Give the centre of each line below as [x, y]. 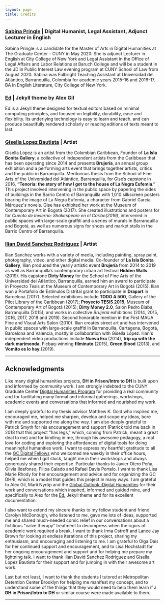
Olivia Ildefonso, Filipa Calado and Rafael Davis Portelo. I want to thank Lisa [81, 469]
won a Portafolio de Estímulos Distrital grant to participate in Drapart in [77, 291]
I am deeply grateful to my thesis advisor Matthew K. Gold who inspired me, [82, 411]
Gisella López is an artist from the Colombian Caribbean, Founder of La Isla [81, 153]
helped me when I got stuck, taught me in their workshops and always [76, 458]
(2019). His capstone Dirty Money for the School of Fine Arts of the [73, 276]
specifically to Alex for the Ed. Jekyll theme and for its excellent [69, 495]
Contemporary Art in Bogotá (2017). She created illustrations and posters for [82, 210]
